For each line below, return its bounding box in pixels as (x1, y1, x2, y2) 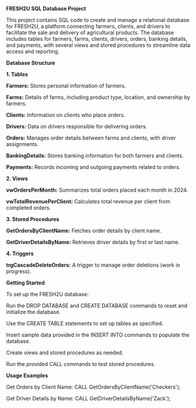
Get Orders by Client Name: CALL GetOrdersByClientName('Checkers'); (6, 384, 181, 390)
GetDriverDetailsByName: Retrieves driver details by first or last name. (6, 239, 180, 245)
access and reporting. (6, 48, 60, 55)
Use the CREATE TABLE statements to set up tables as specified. (6, 320, 164, 327)
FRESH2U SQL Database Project (6, 5, 86, 12)
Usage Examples (6, 372, 48, 379)
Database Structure (6, 59, 55, 66)
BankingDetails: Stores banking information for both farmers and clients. (6, 152, 184, 159)
